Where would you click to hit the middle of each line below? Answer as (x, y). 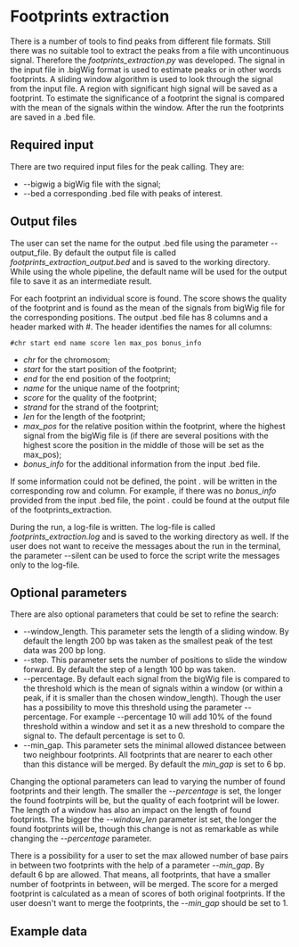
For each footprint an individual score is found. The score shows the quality (149, 298)
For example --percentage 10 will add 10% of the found (171, 717)
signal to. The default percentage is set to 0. (104, 736)
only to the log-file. (45, 565)
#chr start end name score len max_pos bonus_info (106, 343)
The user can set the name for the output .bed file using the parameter (140, 243)
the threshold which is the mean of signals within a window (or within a (153, 688)
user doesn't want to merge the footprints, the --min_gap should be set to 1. (149, 903)
